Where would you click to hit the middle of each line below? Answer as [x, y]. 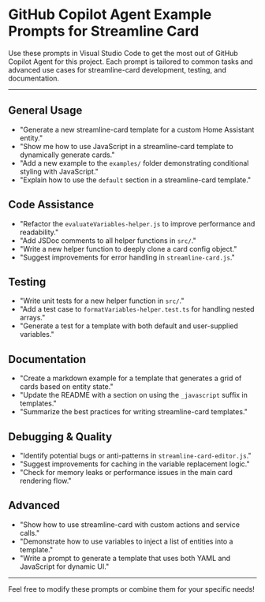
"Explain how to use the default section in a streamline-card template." [135, 180]
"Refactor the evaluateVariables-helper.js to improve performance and [137, 223]
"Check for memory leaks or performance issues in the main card [126, 472]
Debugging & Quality [60, 437]
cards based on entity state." [66, 387]
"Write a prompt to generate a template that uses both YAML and [125, 558]
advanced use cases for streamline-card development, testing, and [118, 69]
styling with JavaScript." [59, 171]
